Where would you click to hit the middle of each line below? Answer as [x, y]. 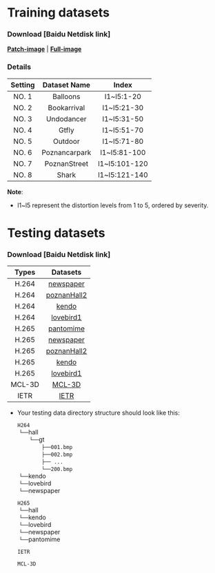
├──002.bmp [57, 455]
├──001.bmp [57, 448]
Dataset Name [66, 85]
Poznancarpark [66, 152]
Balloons [66, 96]
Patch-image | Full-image [44, 49]
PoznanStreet [66, 163]
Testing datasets [56, 233]
